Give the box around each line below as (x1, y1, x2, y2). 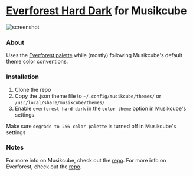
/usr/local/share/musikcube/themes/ (14, 99, 105, 105)
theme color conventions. (6, 58, 68, 65)
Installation (6, 72, 40, 81)
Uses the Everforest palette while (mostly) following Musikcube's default (6, 52, 183, 59)
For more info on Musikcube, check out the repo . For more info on (6, 157, 166, 164)
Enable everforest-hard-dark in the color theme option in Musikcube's (14, 105, 187, 112)
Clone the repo (14, 86, 51, 93)
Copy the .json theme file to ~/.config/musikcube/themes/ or (14, 92, 162, 99)
